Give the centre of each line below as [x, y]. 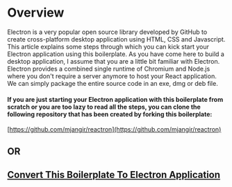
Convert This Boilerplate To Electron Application [114, 175]
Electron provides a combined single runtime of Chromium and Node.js [109, 69]
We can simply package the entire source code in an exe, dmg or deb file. [113, 83]
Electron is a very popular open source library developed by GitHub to [107, 32]
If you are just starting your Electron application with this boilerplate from [115, 99]
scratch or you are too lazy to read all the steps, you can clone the [104, 107]
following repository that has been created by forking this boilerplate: [110, 114]
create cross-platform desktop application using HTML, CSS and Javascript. [116, 39]
